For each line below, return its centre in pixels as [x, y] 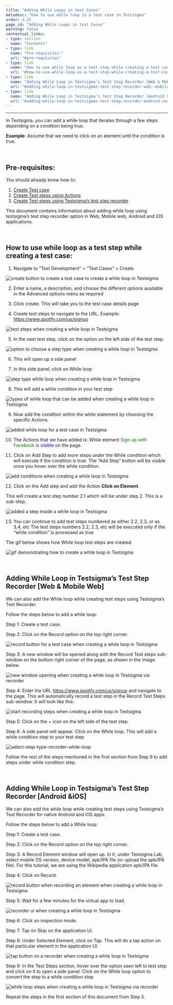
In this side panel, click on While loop [52, 369]
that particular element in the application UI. [52, 946]
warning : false [22, 29]
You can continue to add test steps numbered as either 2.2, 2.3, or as [86, 521]
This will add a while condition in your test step [63, 389]
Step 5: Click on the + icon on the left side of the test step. [68, 721]
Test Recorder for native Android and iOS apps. [56, 814]
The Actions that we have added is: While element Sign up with [80, 439]
